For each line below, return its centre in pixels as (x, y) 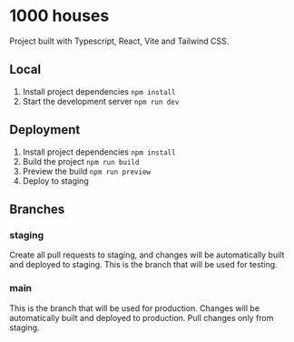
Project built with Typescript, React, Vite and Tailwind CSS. (119, 41)
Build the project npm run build (81, 161)
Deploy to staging (55, 181)
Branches (37, 209)
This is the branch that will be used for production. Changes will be (135, 308)
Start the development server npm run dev (101, 101)
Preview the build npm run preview (87, 171)
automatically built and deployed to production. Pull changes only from (142, 317)
